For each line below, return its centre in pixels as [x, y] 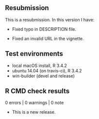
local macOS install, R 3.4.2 [39, 66]
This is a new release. [34, 112]
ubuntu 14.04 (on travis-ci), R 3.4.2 [47, 70]
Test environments [34, 54]
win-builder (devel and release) [43, 76]
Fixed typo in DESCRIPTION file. [44, 29]
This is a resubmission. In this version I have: [50, 19]
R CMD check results [37, 91]
